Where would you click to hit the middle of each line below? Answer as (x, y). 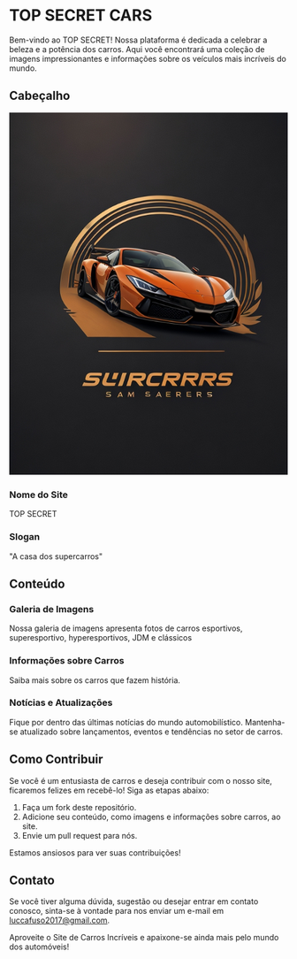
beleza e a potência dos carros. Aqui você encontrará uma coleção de (137, 49)
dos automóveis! (39, 947)
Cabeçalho (40, 96)
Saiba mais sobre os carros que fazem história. (95, 680)
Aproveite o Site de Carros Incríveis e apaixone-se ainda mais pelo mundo (144, 938)
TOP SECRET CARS (81, 15)
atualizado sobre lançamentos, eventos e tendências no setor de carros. (152, 732)
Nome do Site (38, 495)
